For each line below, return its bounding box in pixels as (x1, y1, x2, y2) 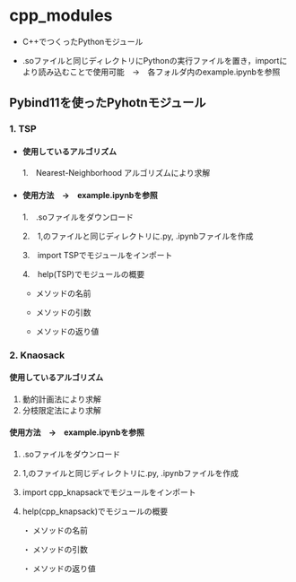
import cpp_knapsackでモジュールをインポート (22, 486, 196, 498)
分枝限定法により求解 (22, 404, 101, 415)
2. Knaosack (9, 349, 65, 361)
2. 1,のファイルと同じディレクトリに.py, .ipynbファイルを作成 (22, 230, 254, 241)
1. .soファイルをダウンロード (22, 212, 135, 222)
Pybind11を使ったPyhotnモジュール (9, 95, 206, 110)
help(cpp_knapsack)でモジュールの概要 (22, 506, 169, 517)
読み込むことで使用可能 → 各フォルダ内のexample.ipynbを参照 (38, 66, 281, 77)
